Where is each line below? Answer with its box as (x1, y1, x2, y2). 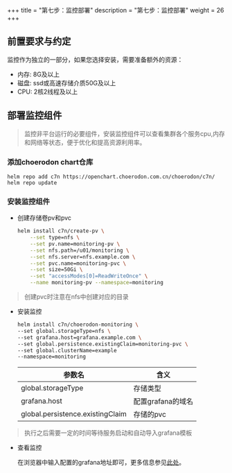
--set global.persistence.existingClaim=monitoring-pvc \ (17, 341, 188, 347)
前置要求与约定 (7, 35, 71, 47)
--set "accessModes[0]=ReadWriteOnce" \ (30, 273, 148, 279)
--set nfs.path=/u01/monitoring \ (30, 247, 130, 254)
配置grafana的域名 (133, 397, 194, 406)
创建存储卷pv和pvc (17, 214, 71, 222)
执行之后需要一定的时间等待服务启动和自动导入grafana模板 (24, 429, 193, 437)
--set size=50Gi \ (30, 266, 83, 273)
